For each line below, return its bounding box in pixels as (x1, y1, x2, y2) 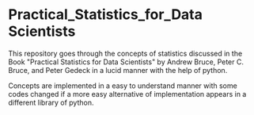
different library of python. (8, 98, 94, 107)
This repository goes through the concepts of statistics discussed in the (8, 48, 243, 58)
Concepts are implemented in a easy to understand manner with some (8, 81, 237, 90)
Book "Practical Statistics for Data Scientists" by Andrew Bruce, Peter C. (8, 57, 244, 67)
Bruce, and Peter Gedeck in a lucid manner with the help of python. (8, 65, 228, 75)
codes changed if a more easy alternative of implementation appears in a (8, 89, 247, 98)
